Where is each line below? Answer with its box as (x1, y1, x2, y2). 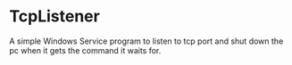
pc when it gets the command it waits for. (9, 45, 162, 55)
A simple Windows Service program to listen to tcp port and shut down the (9, 36, 284, 46)
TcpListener (9, 6, 100, 27)
